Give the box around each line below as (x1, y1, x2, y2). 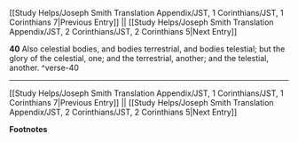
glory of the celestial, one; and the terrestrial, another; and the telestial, (9, 53, 269, 63)
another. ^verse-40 (9, 62, 80, 73)
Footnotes (9, 124, 48, 134)
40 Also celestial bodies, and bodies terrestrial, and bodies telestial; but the (9, 43, 286, 54)
